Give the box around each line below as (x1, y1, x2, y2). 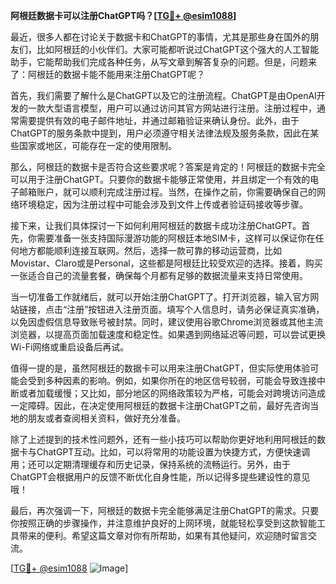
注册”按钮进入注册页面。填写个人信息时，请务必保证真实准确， (66, 304, 325, 315)
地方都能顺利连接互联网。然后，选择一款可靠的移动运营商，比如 (18, 245, 282, 256)
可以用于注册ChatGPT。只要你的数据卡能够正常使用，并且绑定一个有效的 (10, 174, 311, 185)
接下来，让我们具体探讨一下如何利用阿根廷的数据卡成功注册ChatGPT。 (10, 220, 302, 231)
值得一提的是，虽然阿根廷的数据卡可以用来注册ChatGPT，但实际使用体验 (10, 362, 311, 374)
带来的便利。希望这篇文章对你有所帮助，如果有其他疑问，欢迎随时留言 (18, 530, 308, 541)
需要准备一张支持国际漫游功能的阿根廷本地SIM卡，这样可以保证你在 (36, 232, 316, 244)
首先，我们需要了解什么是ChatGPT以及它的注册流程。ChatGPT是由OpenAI (10, 90, 317, 101)
